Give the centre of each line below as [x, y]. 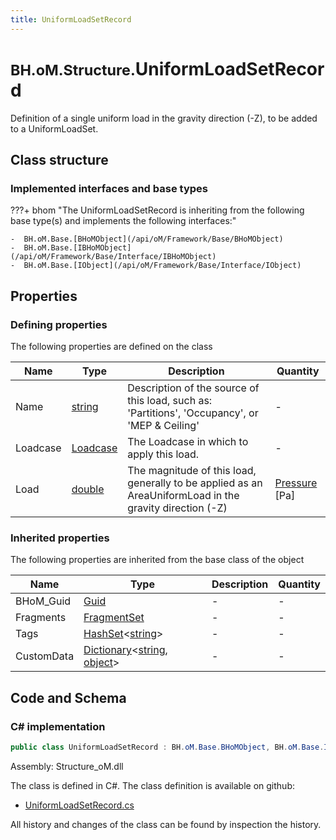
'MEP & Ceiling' [163, 425]
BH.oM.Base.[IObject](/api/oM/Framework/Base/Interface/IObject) [162, 266]
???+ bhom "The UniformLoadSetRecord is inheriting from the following [157, 210]
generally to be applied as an [195, 483]
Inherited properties [60, 538]
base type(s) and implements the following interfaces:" [123, 221]
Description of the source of [193, 388]
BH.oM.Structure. [73, 70]
